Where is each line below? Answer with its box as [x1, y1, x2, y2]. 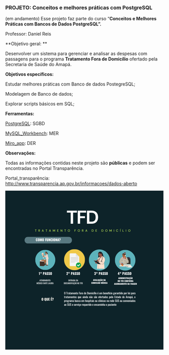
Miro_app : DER [5, 140, 36, 146]
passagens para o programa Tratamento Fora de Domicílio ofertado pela [5, 56, 158, 62]
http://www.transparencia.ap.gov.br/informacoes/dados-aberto [5, 181, 138, 187]
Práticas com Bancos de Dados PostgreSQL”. [5, 21, 102, 27]
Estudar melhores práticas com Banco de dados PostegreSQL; [5, 81, 136, 87]
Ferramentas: [5, 111, 34, 117]
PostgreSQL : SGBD [5, 121, 46, 127]
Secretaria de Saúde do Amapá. [5, 62, 72, 68]
